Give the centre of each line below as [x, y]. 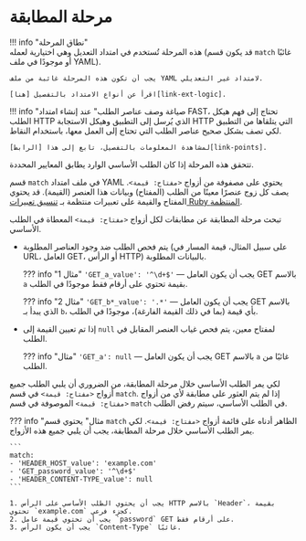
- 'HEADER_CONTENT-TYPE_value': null [81, 479]
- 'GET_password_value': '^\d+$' [73, 471]
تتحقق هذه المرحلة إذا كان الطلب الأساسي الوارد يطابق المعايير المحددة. [132, 164]
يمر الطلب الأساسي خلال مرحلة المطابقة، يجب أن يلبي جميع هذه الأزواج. [132, 430]
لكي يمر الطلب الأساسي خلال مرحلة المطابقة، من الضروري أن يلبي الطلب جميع [145, 383]
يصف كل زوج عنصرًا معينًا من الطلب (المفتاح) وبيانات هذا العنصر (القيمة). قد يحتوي [149, 191]
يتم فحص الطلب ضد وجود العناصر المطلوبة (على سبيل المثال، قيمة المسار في [155, 246]
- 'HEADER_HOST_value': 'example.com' [83, 463]
